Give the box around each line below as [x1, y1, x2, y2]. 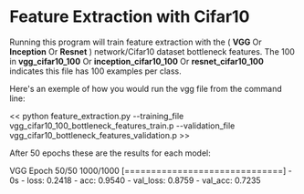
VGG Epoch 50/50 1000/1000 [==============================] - [9, 165, 292, 176]
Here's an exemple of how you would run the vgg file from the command [9, 83, 283, 94]
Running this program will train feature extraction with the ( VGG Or [9, 36, 262, 47]
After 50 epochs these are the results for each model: [9, 148, 212, 158]
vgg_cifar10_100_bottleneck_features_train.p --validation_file [9, 120, 236, 131]
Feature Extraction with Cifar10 [9, 6, 250, 27]
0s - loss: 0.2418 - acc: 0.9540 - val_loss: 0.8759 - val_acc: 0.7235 [9, 175, 262, 186]
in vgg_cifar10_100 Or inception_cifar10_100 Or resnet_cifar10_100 [9, 56, 265, 66]
